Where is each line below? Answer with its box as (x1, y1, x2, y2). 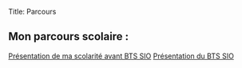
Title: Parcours (8, 7, 57, 16)
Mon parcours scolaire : (8, 30, 129, 43)
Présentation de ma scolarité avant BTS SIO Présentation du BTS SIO (8, 51, 234, 61)
